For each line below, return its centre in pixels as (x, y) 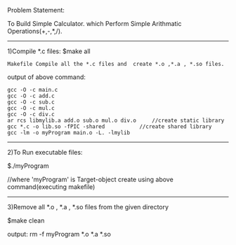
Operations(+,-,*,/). (35, 31)
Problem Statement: (36, 10)
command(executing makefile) (51, 187)
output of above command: (47, 77)
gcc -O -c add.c (31, 96)
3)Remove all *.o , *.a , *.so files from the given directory (88, 207)
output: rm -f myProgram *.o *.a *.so (59, 234)
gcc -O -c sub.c (31, 102)
